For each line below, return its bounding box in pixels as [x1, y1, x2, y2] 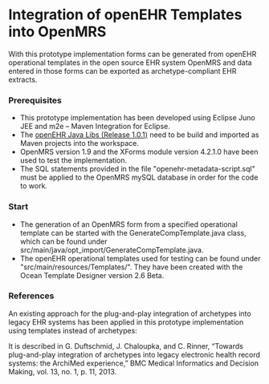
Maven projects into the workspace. [19, 139, 139, 148]
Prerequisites [8, 95, 62, 106]
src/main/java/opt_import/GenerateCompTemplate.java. [19, 245, 204, 254]
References [8, 290, 55, 301]
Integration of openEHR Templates [8, 6, 243, 24]
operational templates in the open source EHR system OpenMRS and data [8, 58, 252, 67]
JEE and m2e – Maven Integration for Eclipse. [19, 122, 170, 131]
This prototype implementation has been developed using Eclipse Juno [19, 113, 255, 123]
